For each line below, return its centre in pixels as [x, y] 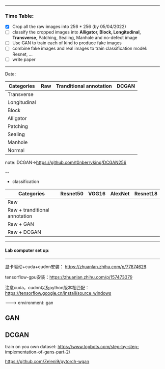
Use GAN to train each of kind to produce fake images [67, 43]
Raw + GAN [21, 224]
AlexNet [120, 193]
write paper [24, 59]
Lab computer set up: [27, 250]
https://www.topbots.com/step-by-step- [98, 347]
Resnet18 [146, 193]
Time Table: [20, 16]
